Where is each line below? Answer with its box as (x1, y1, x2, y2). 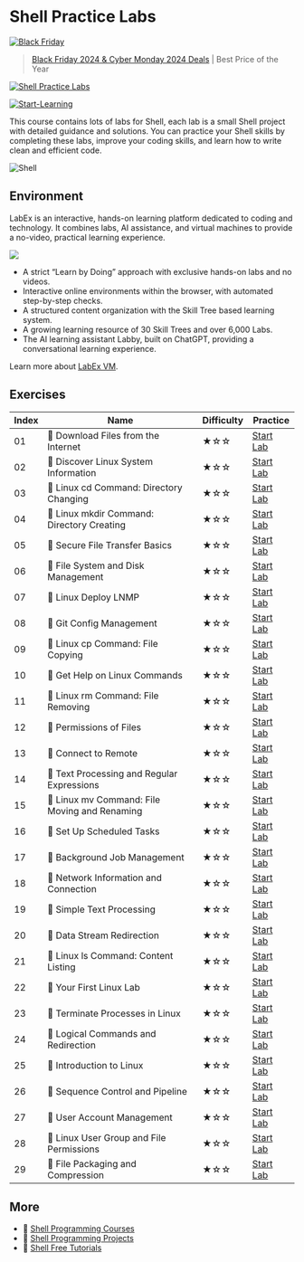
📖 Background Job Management (47, 850, 185, 863)
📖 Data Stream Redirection (47, 929, 160, 942)
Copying (47, 649, 83, 661)
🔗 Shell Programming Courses (22, 1223, 135, 1234)
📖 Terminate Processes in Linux (47, 1007, 181, 1020)
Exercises (9, 387, 66, 403)
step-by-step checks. (22, 295, 103, 306)
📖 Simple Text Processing (47, 903, 156, 916)
